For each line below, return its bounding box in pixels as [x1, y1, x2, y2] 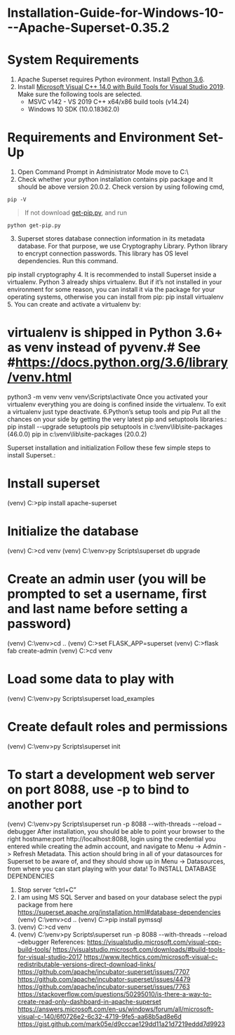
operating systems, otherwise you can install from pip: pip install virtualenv [7, 293, 224, 301]
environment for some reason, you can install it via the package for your [7, 286, 215, 294]
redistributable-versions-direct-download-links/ [17, 960, 156, 968]
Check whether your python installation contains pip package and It [17, 175, 213, 184]
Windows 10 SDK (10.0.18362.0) [27, 105, 120, 114]
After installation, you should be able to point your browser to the [37, 827, 225, 836]
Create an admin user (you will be [7, 571, 206, 587]
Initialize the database [7, 523, 139, 540]
